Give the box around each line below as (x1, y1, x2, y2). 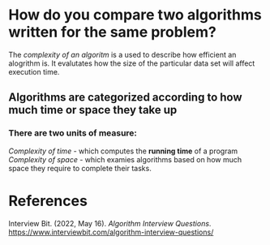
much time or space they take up (8, 103, 178, 117)
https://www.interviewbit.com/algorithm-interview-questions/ (8, 227, 214, 237)
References (8, 191, 88, 210)
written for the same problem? (8, 23, 216, 41)
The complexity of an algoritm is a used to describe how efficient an (8, 49, 237, 59)
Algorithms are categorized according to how (8, 91, 242, 105)
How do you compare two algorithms (8, 6, 262, 24)
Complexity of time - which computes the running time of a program (8, 146, 238, 156)
